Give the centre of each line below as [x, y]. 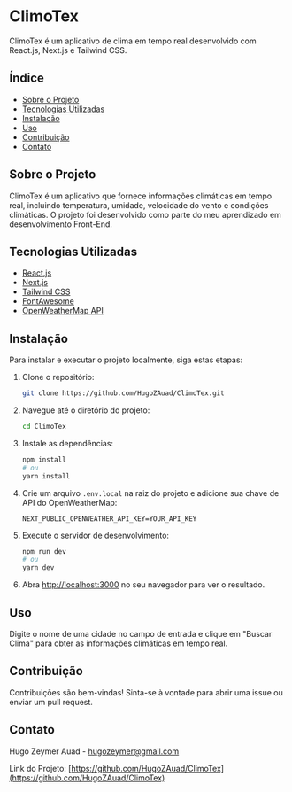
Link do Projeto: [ [40, 768]
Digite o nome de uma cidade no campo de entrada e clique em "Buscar [141, 634]
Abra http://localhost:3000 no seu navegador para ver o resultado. [143, 585]
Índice [27, 78]
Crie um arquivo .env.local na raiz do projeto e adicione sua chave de [150, 493]
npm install [44, 459]
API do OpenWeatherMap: [69, 502]
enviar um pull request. [51, 702]
